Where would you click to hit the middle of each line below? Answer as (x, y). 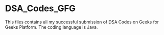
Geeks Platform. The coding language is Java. (51, 27)
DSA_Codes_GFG (40, 9)
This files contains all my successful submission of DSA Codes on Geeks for (82, 22)
